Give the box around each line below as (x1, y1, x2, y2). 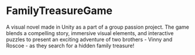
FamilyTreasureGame (6, 4, 113, 18)
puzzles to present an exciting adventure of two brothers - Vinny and (6, 36, 173, 43)
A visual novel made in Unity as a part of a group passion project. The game (6, 23, 189, 30)
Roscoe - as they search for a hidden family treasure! (6, 42, 135, 49)
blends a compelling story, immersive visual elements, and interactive (6, 29, 174, 36)
